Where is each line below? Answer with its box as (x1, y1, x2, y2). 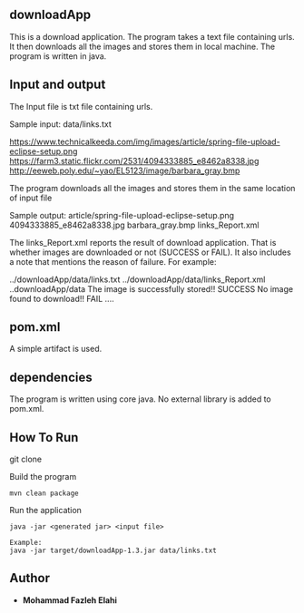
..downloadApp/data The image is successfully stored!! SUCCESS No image (9, 283, 293, 294)
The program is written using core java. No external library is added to (9, 394, 271, 404)
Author (9, 570, 50, 586)
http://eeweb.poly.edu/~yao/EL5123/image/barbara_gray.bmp (9, 165, 240, 176)
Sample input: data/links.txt (9, 118, 112, 130)
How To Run (9, 430, 79, 445)
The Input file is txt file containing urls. (9, 101, 153, 112)
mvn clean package (9, 489, 79, 498)
